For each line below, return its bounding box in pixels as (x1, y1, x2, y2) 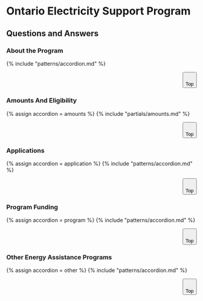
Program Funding (6, 203, 59, 211)
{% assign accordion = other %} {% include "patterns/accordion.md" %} (6, 267, 187, 274)
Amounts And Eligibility (6, 97, 77, 105)
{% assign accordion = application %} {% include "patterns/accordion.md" (6, 160, 193, 167)
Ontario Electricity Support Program (6, 4, 191, 18)
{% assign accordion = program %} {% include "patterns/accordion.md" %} (6, 217, 196, 224)
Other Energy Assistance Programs (6, 253, 112, 261)
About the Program (6, 46, 63, 55)
